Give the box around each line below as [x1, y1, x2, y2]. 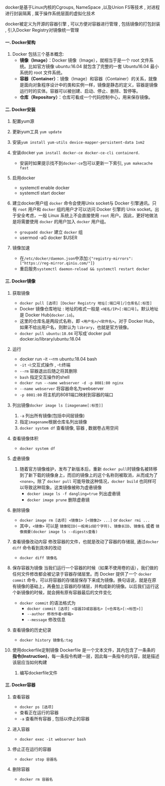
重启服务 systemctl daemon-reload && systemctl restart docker [19, 266, 150, 272]
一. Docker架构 [5, 39, 36, 45]
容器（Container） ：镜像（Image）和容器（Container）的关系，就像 [19, 76, 158, 82]
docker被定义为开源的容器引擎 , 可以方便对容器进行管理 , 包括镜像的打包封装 [5, 21, 161, 27]
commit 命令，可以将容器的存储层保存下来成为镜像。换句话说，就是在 [12, 577, 152, 583]
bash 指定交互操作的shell [19, 374, 70, 380]
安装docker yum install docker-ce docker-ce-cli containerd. [12, 150, 140, 156]
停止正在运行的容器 [12, 746, 52, 752]
